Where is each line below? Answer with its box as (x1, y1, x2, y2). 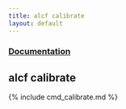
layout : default (8, 19, 63, 27)
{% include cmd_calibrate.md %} (8, 92, 119, 102)
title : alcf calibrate (8, 11, 85, 20)
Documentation (8, 46, 71, 57)
